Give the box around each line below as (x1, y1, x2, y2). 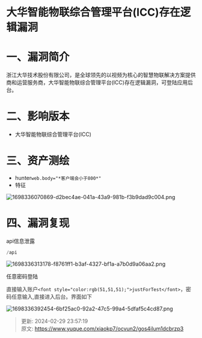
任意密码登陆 (6, 272, 38, 280)
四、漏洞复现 (6, 217, 70, 230)
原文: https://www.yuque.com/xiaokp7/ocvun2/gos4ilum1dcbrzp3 (20, 325, 184, 332)
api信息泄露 (6, 237, 35, 244)
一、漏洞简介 (6, 51, 70, 64)
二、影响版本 (6, 109, 70, 123)
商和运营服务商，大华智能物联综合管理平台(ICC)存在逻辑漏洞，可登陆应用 (6, 79, 188, 86)
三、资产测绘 (6, 154, 70, 168)
